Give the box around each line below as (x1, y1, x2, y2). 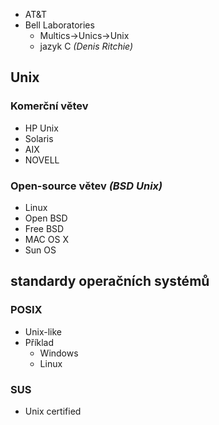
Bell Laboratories (24, 19, 95, 31)
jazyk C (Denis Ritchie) (39, 40, 134, 52)
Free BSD (24, 222, 65, 234)
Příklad (24, 336, 55, 348)
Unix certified (24, 405, 82, 417)
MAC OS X (24, 233, 69, 245)
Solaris (24, 132, 54, 144)
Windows (39, 347, 79, 359)
